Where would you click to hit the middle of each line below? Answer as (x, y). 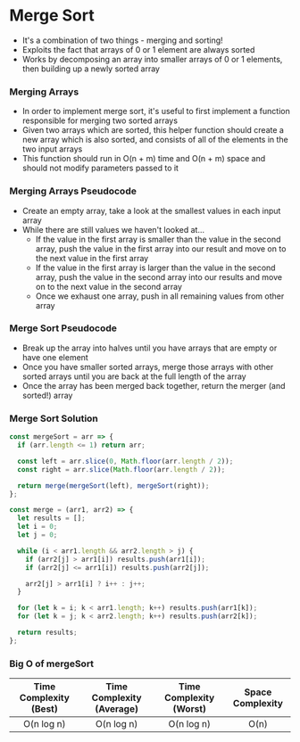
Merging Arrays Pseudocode (73, 191)
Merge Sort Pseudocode (63, 328)
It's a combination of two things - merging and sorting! (122, 40)
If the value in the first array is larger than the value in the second (155, 268)
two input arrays (52, 149)
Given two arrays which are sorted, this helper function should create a (153, 130)
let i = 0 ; (37, 527)
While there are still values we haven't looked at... (113, 229)
